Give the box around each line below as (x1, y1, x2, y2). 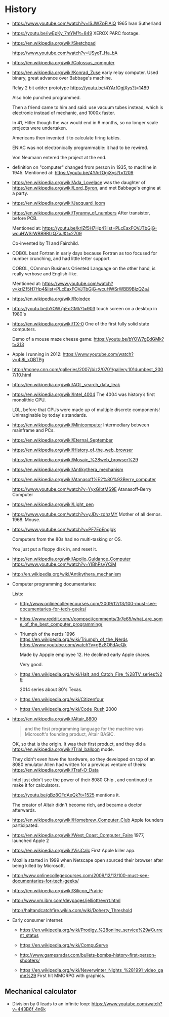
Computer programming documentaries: (12, 580, 97, 587)
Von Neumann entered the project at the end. (12, 154, 107, 160)
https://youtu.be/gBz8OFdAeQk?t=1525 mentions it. (12, 792, 120, 798)
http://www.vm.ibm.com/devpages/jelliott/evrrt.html (12, 897, 121, 903)
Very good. (19, 661, 43, 667)
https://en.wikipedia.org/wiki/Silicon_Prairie (12, 887, 103, 893)
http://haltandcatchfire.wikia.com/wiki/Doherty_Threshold (12, 907, 133, 913)
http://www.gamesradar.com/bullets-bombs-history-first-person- (19, 952, 156, 958)
